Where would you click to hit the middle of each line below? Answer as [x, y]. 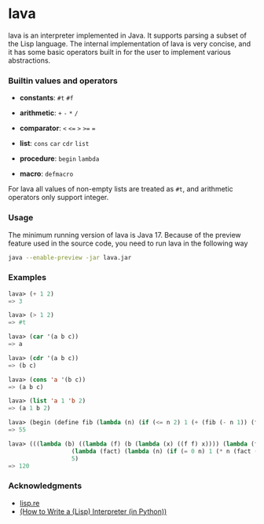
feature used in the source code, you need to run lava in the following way [128, 243]
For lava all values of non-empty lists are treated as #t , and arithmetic [121, 189]
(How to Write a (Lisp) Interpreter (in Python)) [93, 511]
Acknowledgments [45, 486]
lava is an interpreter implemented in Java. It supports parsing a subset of [128, 35]
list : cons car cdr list [54, 144]
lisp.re [29, 503]
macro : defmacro [46, 174]
